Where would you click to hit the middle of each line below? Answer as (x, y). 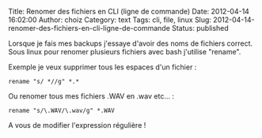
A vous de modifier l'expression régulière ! (77, 125)
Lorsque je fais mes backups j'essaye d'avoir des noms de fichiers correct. (131, 43)
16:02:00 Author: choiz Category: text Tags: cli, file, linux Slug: (110, 20)
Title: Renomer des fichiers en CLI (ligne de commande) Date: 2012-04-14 (129, 11)
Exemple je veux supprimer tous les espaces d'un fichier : (103, 67)
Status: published (200, 28)
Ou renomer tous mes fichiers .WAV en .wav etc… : (91, 96)
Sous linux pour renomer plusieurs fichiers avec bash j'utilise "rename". (125, 52)
